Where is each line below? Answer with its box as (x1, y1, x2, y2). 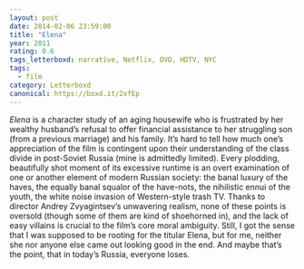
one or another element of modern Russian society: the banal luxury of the (9, 171, 289, 182)
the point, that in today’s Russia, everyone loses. (9, 248, 191, 259)
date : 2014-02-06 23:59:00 (9, 22, 112, 31)
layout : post (9, 13, 59, 23)
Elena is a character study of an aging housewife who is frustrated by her (9, 114, 284, 125)
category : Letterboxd (9, 81, 92, 90)
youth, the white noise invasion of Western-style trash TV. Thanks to (9, 191, 266, 202)
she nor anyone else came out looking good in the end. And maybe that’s (9, 239, 283, 250)
